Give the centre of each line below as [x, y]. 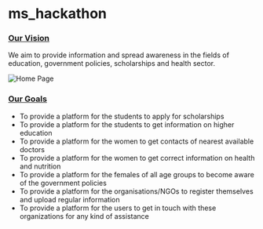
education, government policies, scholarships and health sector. [112, 64]
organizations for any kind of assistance [84, 216]
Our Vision [29, 38]
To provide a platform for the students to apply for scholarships [122, 116]
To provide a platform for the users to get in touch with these [118, 208]
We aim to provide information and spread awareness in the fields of [119, 55]
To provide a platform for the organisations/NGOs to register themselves [136, 191]
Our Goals [27, 99]
